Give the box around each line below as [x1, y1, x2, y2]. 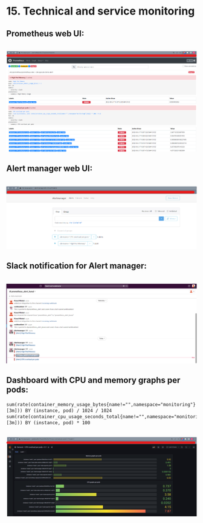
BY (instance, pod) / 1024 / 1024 [25, 407, 112, 413]
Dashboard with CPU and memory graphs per [6, 375, 181, 385]
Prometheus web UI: [6, 28, 85, 39]
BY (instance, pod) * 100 [25, 419, 91, 425]
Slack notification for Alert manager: [6, 261, 147, 271]
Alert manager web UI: [6, 164, 92, 174]
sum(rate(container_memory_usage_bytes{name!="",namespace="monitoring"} [6, 401, 196, 407]
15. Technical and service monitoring [6, 4, 195, 18]
